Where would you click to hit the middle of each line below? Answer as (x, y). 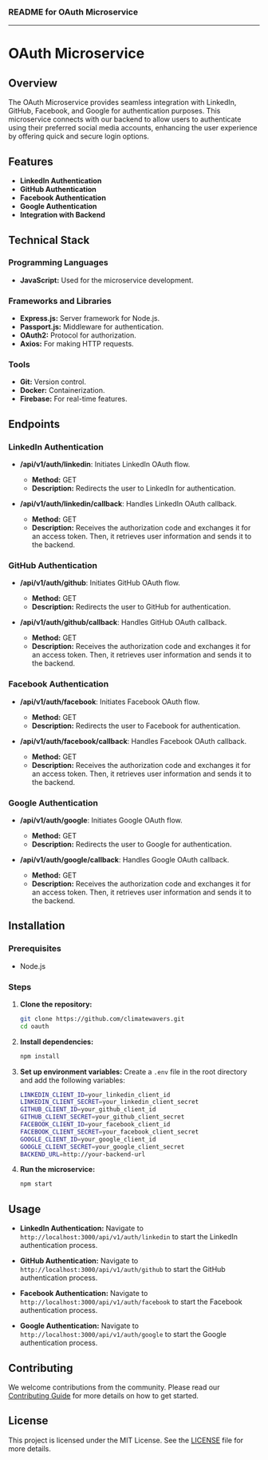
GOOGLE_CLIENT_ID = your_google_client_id (88, 1139)
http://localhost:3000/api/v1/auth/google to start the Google (123, 1334)
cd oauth (34, 1026)
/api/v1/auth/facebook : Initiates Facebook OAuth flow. (110, 702)
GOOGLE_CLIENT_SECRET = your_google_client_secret (102, 1146)
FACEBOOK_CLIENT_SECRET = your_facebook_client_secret (109, 1132)
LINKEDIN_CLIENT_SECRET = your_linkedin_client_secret (109, 1102)
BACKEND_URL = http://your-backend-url (83, 1154)
